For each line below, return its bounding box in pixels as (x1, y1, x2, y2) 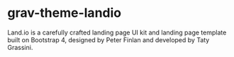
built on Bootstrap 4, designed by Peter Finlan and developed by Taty (7, 35, 210, 44)
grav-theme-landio (7, 5, 122, 21)
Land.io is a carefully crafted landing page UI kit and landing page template (7, 28, 227, 37)
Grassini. (7, 43, 33, 51)
